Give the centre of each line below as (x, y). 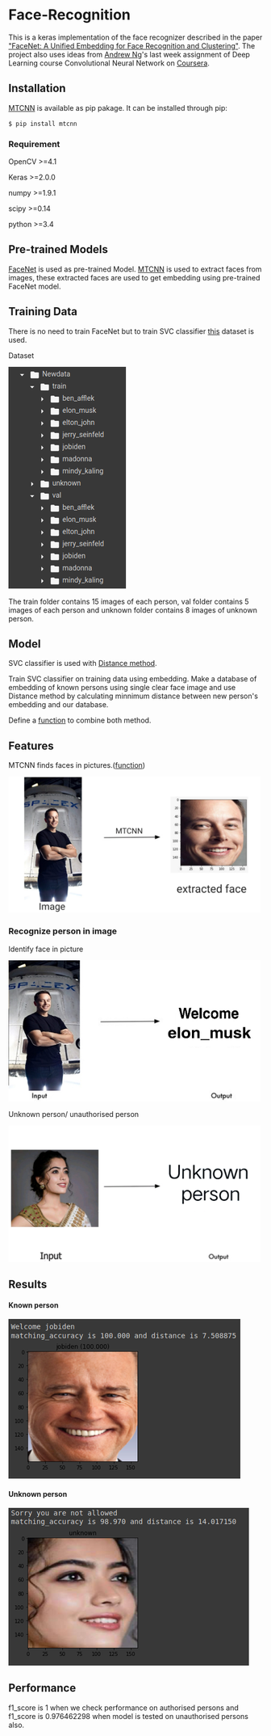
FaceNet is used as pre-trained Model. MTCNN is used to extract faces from (135, 269)
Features (31, 746)
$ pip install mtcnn (43, 124)
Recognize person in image (63, 931)
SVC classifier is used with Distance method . (83, 664)
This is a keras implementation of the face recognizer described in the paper (135, 37)
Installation (37, 88)
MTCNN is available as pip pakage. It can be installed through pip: (118, 107)
